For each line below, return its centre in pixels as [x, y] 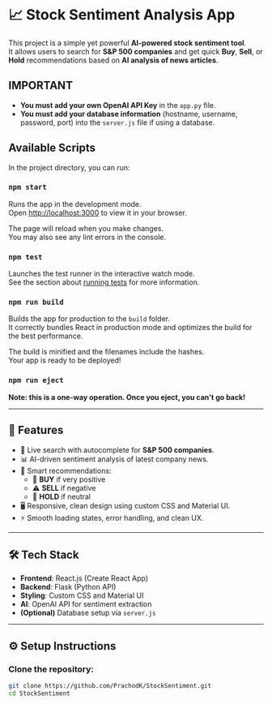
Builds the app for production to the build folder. [89, 319]
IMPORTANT [40, 86]
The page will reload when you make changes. [86, 228]
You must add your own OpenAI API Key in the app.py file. [118, 105]
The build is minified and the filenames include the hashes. [106, 352]
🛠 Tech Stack [44, 554]
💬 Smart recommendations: [66, 470]
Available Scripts [52, 148]
